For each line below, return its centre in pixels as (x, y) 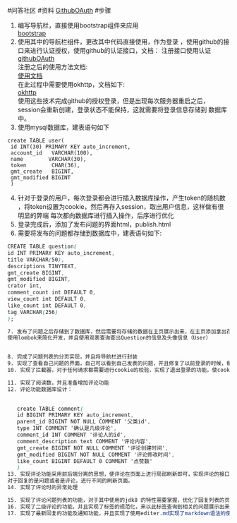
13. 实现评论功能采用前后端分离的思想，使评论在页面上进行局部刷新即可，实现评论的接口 (119, 474)
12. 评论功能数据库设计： (40, 389)
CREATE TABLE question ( (42, 246)
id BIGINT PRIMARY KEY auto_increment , (75, 415)
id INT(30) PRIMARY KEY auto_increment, (71, 147)
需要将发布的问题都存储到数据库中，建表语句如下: (90, 233)
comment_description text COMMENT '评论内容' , (84, 441)
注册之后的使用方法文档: (53, 67)
